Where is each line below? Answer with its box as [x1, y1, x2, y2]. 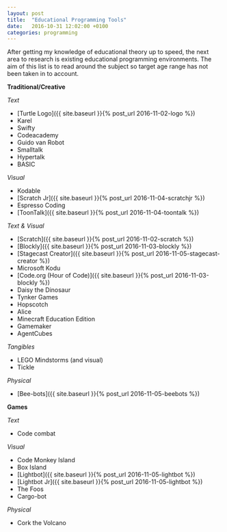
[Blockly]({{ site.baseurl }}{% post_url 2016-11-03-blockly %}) [16, 242, 192, 250]
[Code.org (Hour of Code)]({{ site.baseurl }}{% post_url [16, 271, 174, 280]
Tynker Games [16, 293, 58, 302]
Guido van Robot [16, 138, 65, 147]
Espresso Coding [16, 201, 66, 209]
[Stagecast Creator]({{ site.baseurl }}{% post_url [16, 250, 155, 258]
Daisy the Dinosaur [16, 286, 71, 294]
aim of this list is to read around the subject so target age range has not [7, 62, 209, 70]
